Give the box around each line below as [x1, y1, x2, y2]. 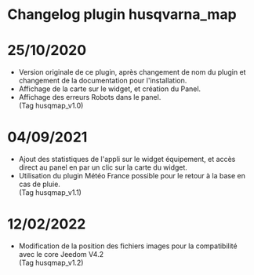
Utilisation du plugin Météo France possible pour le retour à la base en [18, 171, 246, 181]
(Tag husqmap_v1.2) [18, 258, 84, 267]
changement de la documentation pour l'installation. [18, 76, 187, 86]
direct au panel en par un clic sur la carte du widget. [18, 163, 187, 172]
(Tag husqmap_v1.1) [18, 188, 82, 197]
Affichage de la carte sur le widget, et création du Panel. [18, 84, 201, 93]
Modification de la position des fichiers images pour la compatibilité [18, 241, 238, 251]
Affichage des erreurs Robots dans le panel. [18, 93, 161, 102]
